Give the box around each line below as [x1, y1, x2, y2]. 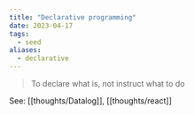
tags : [9, 29, 29, 38]
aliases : [9, 46, 42, 55]
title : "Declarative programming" [9, 12, 137, 22]
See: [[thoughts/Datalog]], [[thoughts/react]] [9, 96, 173, 106]
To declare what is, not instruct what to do [30, 79, 185, 88]
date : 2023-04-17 [9, 21, 74, 30]
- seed [17, 37, 42, 47]
